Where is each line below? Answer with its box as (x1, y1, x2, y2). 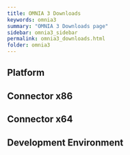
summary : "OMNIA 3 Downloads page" (7, 23, 109, 29)
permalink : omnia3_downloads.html (7, 36, 106, 42)
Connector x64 (7, 113, 73, 125)
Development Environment (7, 137, 124, 148)
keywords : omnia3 (7, 16, 57, 23)
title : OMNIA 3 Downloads (7, 10, 81, 17)
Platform (7, 67, 45, 79)
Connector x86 (7, 90, 73, 102)
